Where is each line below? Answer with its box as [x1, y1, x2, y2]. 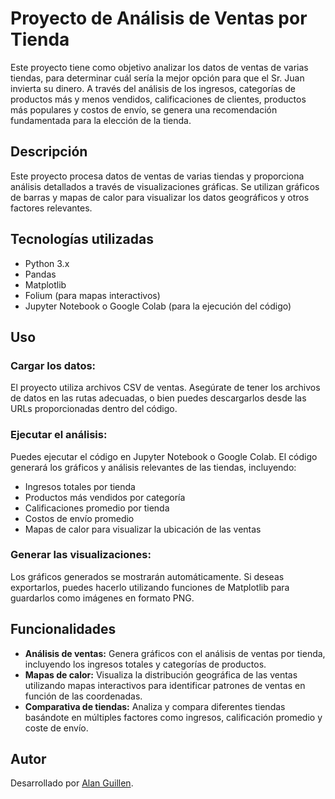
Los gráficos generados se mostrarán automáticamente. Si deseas [10, 570, 285, 582]
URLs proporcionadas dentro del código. [10, 403, 178, 415]
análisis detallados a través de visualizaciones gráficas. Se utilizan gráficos [10, 180, 320, 192]
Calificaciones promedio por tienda [24, 502, 170, 514]
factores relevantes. [10, 202, 93, 214]
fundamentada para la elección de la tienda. [10, 114, 192, 126]
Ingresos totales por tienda [24, 480, 136, 492]
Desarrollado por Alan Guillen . [10, 777, 134, 789]
